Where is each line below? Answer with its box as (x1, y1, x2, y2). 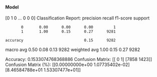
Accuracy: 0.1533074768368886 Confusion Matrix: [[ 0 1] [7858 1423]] (5, 56, 152, 62)
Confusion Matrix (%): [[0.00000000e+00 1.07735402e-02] (5, 61, 130, 67)
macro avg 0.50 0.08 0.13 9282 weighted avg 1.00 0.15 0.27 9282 (5, 46, 140, 52)
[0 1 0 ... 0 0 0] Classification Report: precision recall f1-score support (5, 15, 150, 21)
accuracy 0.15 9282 (5, 38, 116, 43)
